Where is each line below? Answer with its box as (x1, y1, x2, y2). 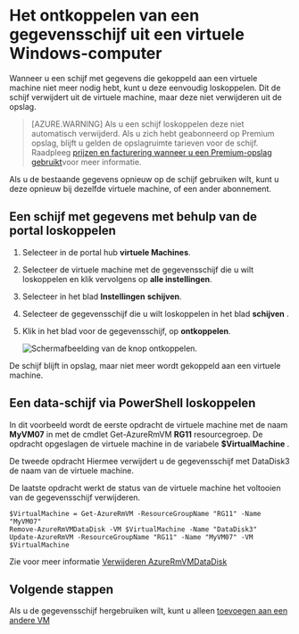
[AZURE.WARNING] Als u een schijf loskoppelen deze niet (30, 118, 245, 129)
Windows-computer (9, 44, 162, 63)
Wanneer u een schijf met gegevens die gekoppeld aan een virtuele (9, 72, 258, 83)
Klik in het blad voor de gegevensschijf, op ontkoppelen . (21, 325, 231, 336)
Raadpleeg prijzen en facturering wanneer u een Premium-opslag (30, 146, 272, 157)
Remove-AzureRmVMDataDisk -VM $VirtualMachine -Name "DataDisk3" (9, 524, 257, 534)
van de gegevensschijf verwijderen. (9, 492, 141, 503)
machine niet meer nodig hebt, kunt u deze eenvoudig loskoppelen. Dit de (9, 82, 281, 93)
